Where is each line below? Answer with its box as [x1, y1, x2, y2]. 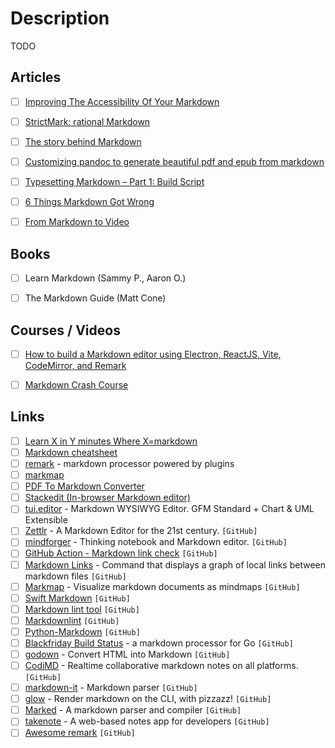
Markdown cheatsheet [24, 446, 118, 458]
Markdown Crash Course [24, 379, 129, 391]
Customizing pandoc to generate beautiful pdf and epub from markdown [24, 155, 325, 167]
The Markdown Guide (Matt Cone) [24, 292, 167, 304]
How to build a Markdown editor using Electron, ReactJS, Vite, [24, 348, 282, 360]
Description [10, 7, 110, 30]
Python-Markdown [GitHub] [24, 625, 141, 637]
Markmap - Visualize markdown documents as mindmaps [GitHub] [24, 580, 301, 592]
